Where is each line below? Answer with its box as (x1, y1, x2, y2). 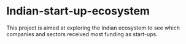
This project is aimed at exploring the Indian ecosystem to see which (6, 24, 180, 31)
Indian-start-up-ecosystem (6, 4, 150, 18)
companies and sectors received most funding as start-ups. (6, 30, 158, 37)
